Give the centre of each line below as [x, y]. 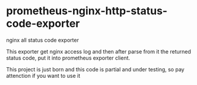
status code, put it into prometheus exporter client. [68, 58]
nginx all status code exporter [42, 40]
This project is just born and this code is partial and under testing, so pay [96, 69]
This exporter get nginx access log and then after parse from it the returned [99, 51]
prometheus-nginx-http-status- [87, 11]
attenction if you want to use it [43, 75]
